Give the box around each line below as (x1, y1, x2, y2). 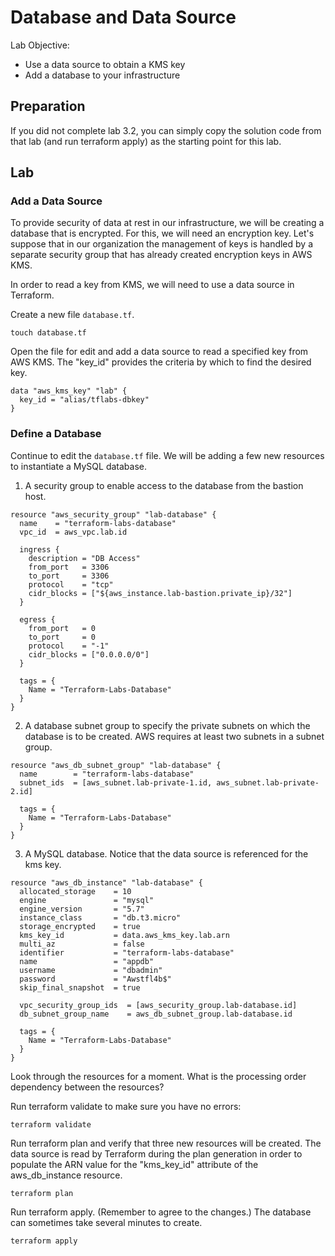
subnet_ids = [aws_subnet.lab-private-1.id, (19, 777, 213, 788)
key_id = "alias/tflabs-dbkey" (19, 395, 150, 405)
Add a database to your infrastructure (24, 69, 181, 81)
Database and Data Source (10, 6, 237, 29)
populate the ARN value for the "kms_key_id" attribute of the (10, 1158, 259, 1170)
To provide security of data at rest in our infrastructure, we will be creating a (10, 217, 325, 229)
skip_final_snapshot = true (19, 982, 141, 993)
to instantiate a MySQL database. (10, 460, 148, 472)
